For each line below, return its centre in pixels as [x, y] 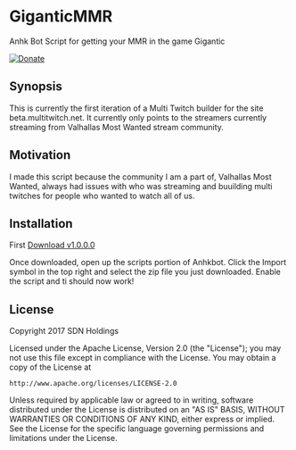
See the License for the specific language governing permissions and [137, 429]
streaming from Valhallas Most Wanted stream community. [117, 127]
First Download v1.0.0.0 [52, 245]
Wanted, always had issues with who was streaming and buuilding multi [141, 186]
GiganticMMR [61, 17]
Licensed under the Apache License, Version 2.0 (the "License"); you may [145, 348]
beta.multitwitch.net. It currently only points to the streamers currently [138, 117]
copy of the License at [50, 367]
